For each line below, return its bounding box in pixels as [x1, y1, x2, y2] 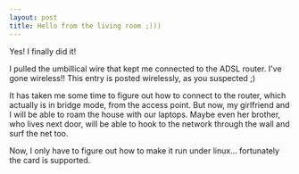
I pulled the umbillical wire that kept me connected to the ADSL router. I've [9, 63, 283, 74]
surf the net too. [9, 128, 69, 138]
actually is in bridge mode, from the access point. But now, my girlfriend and [9, 99, 290, 110]
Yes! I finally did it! [9, 46, 77, 56]
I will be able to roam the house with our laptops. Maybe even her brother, [9, 109, 281, 120]
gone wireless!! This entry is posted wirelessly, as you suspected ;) [9, 72, 256, 83]
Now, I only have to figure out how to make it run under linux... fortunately [9, 145, 279, 156]
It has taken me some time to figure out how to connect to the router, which [9, 90, 287, 101]
